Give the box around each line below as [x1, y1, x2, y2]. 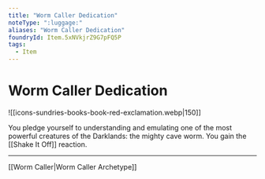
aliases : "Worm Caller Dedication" [8, 26, 125, 34]
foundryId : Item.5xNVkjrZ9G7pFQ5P [8, 33, 122, 42]
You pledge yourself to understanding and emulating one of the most [8, 122, 233, 132]
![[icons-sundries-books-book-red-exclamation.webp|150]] [8, 108, 201, 117]
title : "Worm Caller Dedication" [8, 11, 118, 20]
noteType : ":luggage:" [8, 19, 83, 27]
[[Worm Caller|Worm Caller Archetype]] [8, 162, 137, 171]
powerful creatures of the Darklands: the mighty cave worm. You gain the [8, 131, 247, 141]
